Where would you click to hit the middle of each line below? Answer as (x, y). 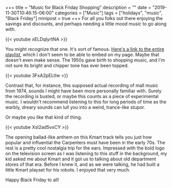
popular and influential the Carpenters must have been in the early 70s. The (85, 143)
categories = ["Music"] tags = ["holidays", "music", (109, 13)
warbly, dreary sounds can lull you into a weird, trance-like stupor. (75, 107)
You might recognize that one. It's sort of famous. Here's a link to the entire (85, 49)
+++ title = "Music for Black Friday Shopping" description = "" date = (78, 7)
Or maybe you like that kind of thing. (44, 117)
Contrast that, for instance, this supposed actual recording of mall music (82, 85)
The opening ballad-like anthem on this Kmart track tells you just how (79, 137)
